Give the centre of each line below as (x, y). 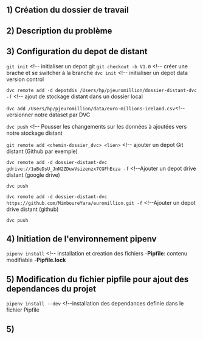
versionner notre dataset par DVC (48, 115)
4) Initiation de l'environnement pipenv (81, 239)
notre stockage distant (34, 133)
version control (25, 79)
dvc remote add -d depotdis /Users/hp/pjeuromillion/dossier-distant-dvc (102, 90)
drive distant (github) (33, 209)
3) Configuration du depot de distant (77, 52)
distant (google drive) (33, 175)
